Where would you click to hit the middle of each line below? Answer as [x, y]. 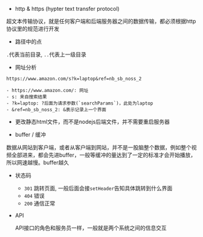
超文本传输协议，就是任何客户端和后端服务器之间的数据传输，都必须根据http [101, 21]
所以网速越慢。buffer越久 [38, 162]
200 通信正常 [40, 203]
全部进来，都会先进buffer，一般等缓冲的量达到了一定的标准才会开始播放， [104, 155]
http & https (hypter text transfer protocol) [67, 9]
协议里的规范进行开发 [33, 29]
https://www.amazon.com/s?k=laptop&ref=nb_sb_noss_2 [74, 79]
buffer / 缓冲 [31, 135]
